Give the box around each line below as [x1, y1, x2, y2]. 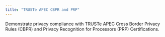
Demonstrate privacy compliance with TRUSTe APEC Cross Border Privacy [5, 21, 160, 27]
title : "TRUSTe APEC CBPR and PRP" [5, 7, 80, 12]
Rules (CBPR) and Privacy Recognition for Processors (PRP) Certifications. [5, 26, 159, 32]
